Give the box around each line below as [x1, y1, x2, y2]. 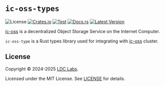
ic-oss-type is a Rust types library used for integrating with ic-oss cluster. [5, 38, 159, 44]
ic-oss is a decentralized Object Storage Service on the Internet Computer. [5, 28, 160, 34]
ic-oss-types [5, 4, 59, 13]
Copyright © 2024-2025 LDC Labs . [5, 65, 79, 71]
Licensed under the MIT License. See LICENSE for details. [5, 75, 126, 81]
